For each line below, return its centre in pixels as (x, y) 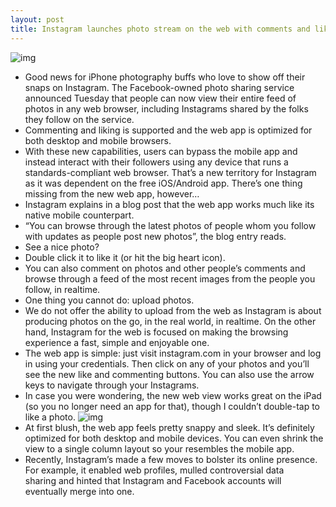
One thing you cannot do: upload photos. (109, 300)
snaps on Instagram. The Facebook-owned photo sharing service (159, 87)
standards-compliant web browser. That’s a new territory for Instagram (170, 172)
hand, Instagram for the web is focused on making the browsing (156, 332)
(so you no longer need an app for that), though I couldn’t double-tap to (172, 406)
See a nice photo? (62, 247)
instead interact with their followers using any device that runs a (156, 162)
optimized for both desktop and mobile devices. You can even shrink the (174, 438)
